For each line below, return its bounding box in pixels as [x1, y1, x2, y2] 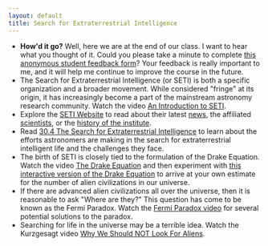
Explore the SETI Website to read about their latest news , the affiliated [19, 109, 251, 119]
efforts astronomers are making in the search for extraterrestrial [19, 135, 231, 144]
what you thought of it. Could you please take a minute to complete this [19, 50, 257, 59]
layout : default [8, 11, 63, 20]
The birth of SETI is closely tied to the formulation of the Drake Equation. [19, 151, 260, 161]
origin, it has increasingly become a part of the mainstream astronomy [19, 92, 253, 102]
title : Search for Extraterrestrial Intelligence [8, 19, 178, 27]
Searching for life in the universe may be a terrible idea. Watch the [19, 220, 239, 229]
